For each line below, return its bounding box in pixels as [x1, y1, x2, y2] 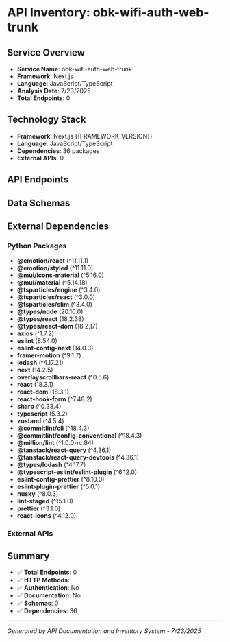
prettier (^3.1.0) [16, 504, 61, 512]
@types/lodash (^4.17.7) [16, 461, 86, 469]
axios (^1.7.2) [16, 329, 55, 337]
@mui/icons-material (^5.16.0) [16, 271, 105, 279]
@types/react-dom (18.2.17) [16, 322, 98, 331]
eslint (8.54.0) [16, 337, 58, 345]
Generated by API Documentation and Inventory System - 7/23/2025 [7, 627, 202, 635]
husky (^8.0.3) [16, 490, 59, 498]
